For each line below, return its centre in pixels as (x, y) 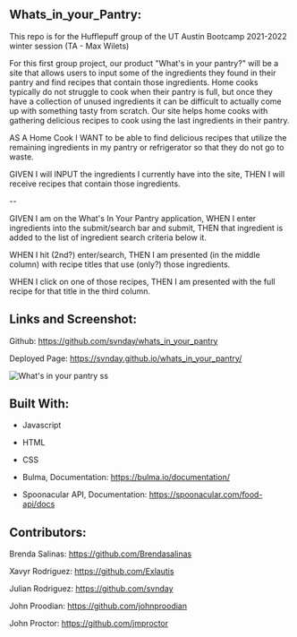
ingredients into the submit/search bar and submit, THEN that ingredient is (146, 228)
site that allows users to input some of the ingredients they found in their (143, 73)
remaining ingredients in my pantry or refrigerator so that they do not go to (147, 147)
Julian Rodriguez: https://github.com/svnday (91, 589)
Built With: (39, 404)
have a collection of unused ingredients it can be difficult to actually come (145, 101)
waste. (21, 157)
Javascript (42, 426)
